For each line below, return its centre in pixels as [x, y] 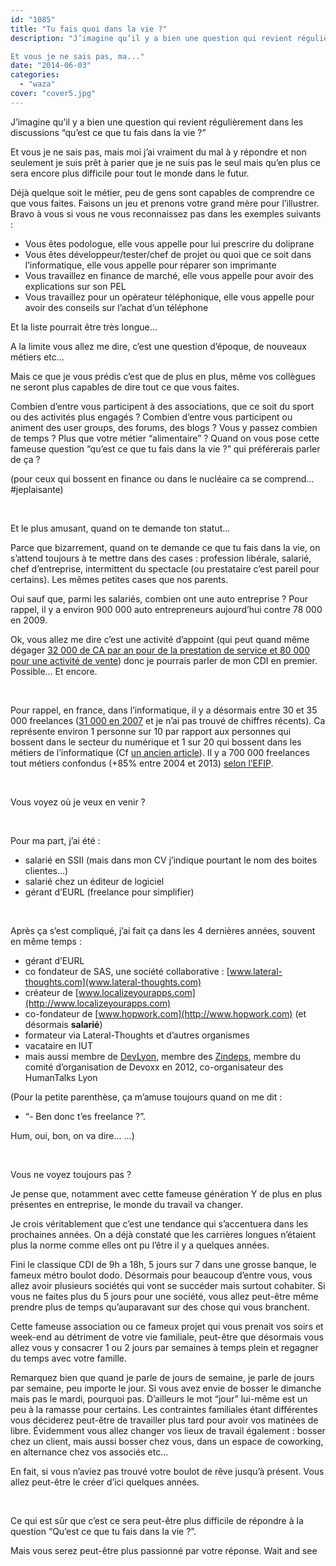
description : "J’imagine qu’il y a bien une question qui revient [151, 38]
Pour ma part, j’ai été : [55, 840]
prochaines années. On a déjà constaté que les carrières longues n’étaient [163, 1234]
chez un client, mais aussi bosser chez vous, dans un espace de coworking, [167, 1441]
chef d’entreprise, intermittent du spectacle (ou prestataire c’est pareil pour [165, 568]
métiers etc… [37, 357]
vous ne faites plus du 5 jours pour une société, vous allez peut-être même [164, 1296]
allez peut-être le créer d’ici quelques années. [105, 1482]
